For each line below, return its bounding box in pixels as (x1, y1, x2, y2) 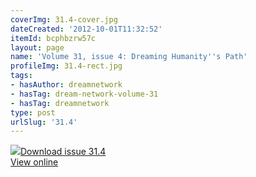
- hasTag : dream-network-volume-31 (10, 89, 159, 99)
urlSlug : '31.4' (10, 117, 78, 127)
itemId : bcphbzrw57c (10, 33, 97, 43)
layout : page (10, 42, 65, 53)
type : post (10, 107, 56, 118)
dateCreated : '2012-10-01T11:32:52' (10, 24, 163, 34)
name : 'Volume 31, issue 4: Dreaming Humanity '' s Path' (10, 52, 248, 62)
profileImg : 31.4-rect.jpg (10, 61, 123, 71)
